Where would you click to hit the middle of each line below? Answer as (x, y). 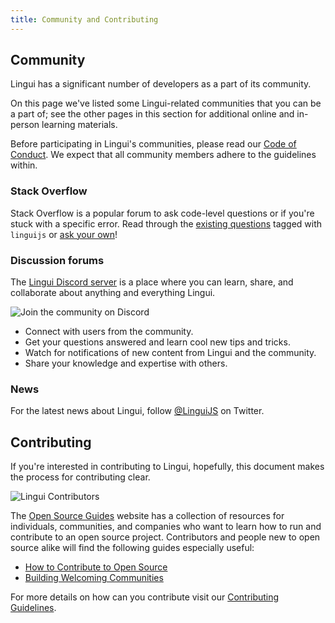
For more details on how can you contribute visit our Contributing (145, 597)
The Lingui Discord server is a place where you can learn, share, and (152, 282)
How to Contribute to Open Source (96, 567)
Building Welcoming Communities (94, 578)
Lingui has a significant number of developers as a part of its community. (161, 84)
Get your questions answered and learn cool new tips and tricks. (157, 342)
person (25, 125)
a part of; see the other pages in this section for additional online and (152, 114)
